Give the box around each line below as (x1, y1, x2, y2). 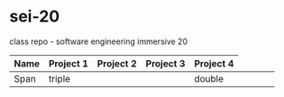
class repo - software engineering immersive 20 (9, 36, 188, 47)
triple (48, 72, 70, 84)
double (193, 72, 224, 84)
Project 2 (96, 57, 137, 69)
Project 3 (145, 57, 186, 69)
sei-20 (9, 6, 60, 27)
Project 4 (193, 57, 234, 69)
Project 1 (48, 57, 88, 69)
